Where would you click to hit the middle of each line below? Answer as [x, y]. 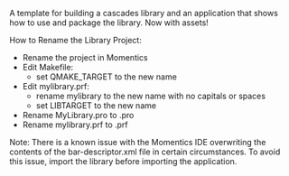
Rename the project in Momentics [85, 57]
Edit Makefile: [48, 67]
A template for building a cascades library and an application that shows [144, 13]
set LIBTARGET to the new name [96, 106]
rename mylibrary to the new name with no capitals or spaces [151, 96]
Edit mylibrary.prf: [56, 86]
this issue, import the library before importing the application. [123, 161]
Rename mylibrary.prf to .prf [75, 125]
